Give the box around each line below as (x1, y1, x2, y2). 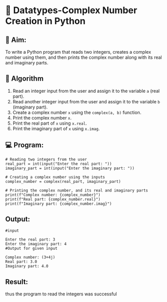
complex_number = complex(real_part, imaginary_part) (5, 179, 121, 184)
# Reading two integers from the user (5, 157, 87, 162)
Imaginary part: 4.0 (5, 263, 49, 269)
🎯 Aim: (5, 35, 27, 44)
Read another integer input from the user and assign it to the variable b (12, 98, 160, 104)
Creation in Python (5, 15, 86, 27)
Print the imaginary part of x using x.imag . (12, 125, 100, 131)
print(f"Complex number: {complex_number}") (5, 192, 101, 197)
